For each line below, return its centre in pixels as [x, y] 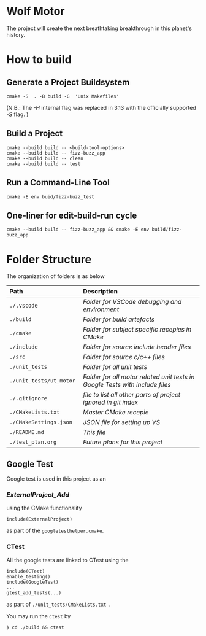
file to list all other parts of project [132, 395]
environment [101, 309]
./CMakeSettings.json [41, 422]
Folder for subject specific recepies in [137, 330]
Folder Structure [49, 259]
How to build [39, 60]
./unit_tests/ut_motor [42, 381]
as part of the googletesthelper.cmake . [55, 531]
